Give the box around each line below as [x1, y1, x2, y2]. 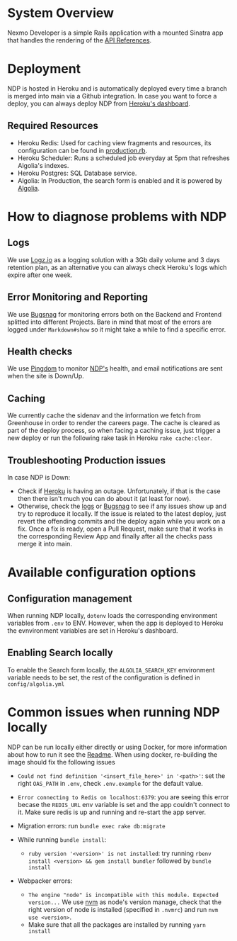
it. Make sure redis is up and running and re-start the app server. [17, 808, 207, 816]
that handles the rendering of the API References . [7, 35, 152, 44]
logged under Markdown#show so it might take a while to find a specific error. [7, 325, 226, 334]
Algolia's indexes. [17, 161, 69, 169]
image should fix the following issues [7, 757, 115, 766]
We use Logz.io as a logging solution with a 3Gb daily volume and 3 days [7, 255, 221, 264]
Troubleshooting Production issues [7, 454, 166, 466]
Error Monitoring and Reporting [7, 291, 149, 303]
